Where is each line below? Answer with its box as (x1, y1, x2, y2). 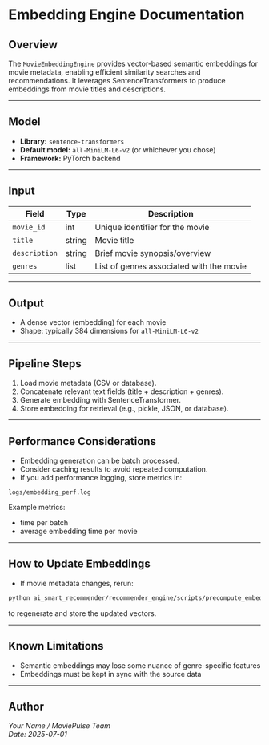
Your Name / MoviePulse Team (8, 721, 110, 731)
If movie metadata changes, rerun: (19, 578, 134, 588)
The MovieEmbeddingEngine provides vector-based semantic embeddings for (8, 59, 259, 68)
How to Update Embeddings (8, 557, 151, 571)
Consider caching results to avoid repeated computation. (19, 464, 208, 474)
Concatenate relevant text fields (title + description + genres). (19, 387, 224, 396)
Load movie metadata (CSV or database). (19, 379, 157, 388)
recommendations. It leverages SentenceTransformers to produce (8, 76, 226, 85)
